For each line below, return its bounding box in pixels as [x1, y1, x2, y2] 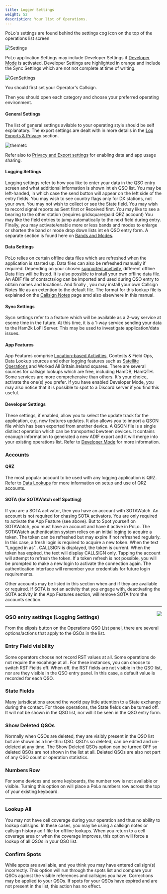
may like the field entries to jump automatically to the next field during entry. [5, 217, 161, 223]
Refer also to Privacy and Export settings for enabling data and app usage [5, 152, 157, 158]
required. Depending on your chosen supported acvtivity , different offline [5, 265, 155, 271]
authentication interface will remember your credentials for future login [5, 565, 151, 571]
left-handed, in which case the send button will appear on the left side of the [5, 190, 162, 196]
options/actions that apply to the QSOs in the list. [5, 630, 106, 636]
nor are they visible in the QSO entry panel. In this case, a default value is [5, 670, 156, 676]
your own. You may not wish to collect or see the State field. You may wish [5, 201, 158, 207]
